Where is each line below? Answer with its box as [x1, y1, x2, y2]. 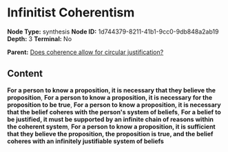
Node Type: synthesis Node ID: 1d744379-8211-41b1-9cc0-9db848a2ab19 [7, 27, 219, 36]
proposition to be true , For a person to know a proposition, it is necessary [7, 101, 222, 109]
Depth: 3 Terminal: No [7, 34, 72, 42]
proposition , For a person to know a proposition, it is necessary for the [7, 93, 212, 101]
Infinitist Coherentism [7, 5, 135, 21]
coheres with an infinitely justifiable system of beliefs [7, 137, 164, 145]
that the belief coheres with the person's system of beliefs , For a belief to [7, 107, 222, 116]
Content [7, 68, 43, 79]
